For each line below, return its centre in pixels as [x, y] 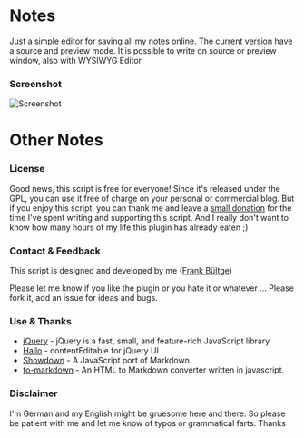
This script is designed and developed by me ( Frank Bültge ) [121, 271]
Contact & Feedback [55, 251]
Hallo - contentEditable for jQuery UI [91, 351]
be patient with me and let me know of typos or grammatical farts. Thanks [147, 423]
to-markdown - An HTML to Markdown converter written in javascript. [153, 370]
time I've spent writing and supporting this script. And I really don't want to [149, 217]
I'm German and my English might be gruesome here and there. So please [147, 413]
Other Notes [56, 140]
